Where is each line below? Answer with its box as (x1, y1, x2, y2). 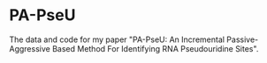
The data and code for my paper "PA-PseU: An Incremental (9, 34, 225, 45)
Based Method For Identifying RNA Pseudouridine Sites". (51, 43, 259, 53)
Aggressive (9, 43, 50, 53)
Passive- (226, 34, 259, 45)
